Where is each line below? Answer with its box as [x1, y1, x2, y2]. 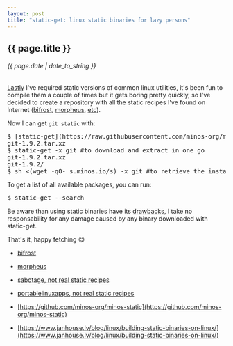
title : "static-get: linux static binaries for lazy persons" [7, 17, 191, 24]
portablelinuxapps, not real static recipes [17, 290, 135, 298]
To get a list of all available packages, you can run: [7, 180, 152, 189]
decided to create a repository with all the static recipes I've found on [7, 98, 206, 107]
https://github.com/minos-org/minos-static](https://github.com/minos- [19, 303, 222, 311]
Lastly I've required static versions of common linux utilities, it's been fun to [7, 84, 223, 92]
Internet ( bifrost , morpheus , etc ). [7, 106, 101, 114]
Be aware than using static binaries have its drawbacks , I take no [7, 207, 193, 216]
